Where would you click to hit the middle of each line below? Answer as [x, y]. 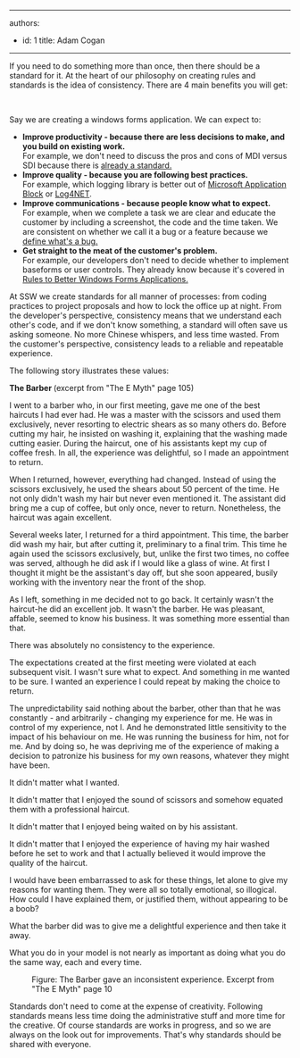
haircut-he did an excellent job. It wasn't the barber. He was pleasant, [137, 609]
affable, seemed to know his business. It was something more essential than [150, 618]
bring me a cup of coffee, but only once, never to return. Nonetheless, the [145, 508]
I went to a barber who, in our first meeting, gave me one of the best [135, 405]
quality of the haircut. [49, 863]
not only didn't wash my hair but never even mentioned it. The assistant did [148, 498]
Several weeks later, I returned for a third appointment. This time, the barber [149, 535]
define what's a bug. [60, 241]
